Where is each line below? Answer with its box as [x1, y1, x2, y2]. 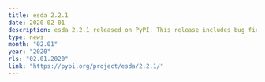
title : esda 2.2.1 [8, 11, 69, 20]
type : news [8, 33, 44, 41]
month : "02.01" [8, 41, 58, 48]
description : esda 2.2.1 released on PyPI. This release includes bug [8, 26, 245, 34]
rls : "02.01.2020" [8, 55, 69, 63]
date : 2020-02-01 [8, 19, 65, 27]
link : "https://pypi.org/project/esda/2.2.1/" [8, 62, 164, 70]
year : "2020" [8, 48, 51, 55]
